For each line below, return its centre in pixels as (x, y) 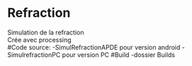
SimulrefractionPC (34, 55)
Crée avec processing (40, 39)
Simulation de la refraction (46, 32)
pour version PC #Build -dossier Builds (119, 55)
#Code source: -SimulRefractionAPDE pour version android (94, 47)
